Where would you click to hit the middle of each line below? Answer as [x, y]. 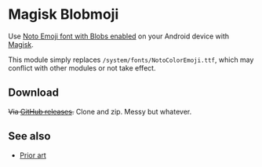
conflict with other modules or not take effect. [82, 67]
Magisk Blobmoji [64, 15]
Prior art [33, 155]
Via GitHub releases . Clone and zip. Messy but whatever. [100, 111]
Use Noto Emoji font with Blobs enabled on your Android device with [119, 36]
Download [33, 93]
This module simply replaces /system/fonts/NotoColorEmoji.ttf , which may [131, 60]
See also [29, 136]
